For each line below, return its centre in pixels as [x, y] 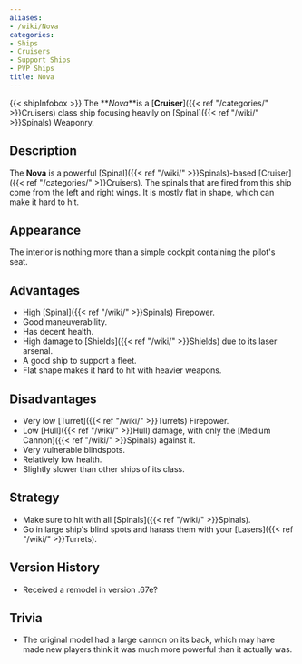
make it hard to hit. [44, 202]
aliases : [26, 18]
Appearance [45, 230]
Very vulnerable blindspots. [73, 450]
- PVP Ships [32, 69]
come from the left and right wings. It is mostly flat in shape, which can [142, 192]
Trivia [26, 618]
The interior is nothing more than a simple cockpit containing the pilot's [142, 252]
